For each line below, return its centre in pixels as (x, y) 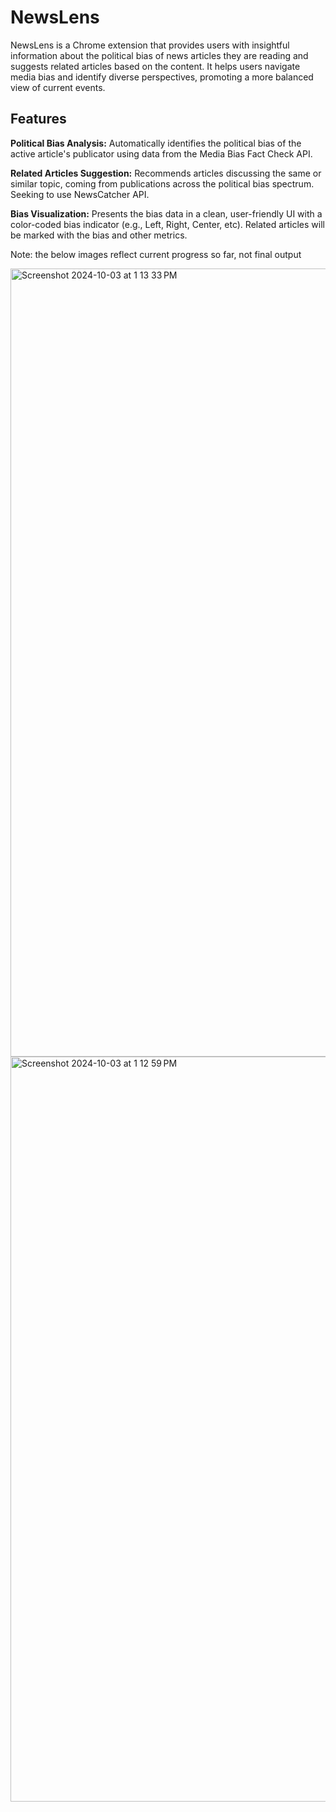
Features (38, 119)
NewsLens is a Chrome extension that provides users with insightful (150, 45)
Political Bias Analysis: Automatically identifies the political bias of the (156, 143)
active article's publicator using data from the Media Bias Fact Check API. (161, 153)
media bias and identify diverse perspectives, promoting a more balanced (162, 77)
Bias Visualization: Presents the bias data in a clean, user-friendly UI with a (166, 213)
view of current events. (58, 87)
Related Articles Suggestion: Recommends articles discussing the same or (166, 173)
